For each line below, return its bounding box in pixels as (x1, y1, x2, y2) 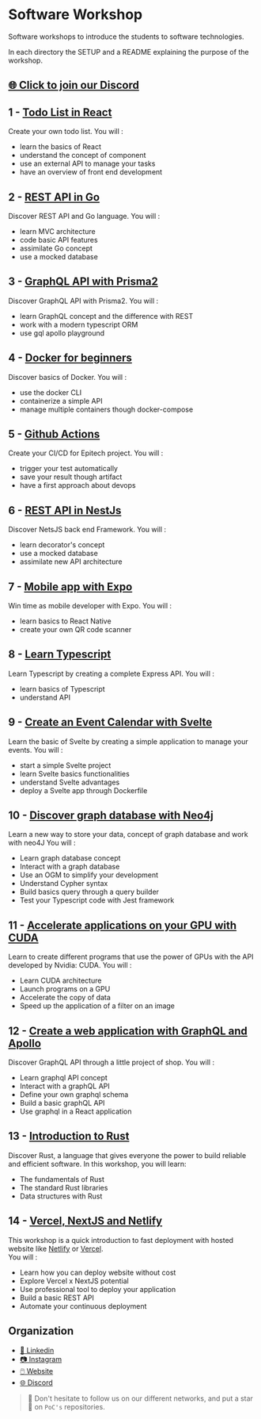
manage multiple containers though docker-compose (19, 405, 194, 414)
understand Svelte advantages (19, 777, 120, 787)
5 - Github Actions (8, 427, 100, 441)
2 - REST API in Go (8, 190, 100, 204)
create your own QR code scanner (19, 625, 132, 635)
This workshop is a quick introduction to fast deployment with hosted (8, 1235, 234, 1245)
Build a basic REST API (19, 1293, 95, 1302)
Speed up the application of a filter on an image (19, 1001, 176, 1011)
